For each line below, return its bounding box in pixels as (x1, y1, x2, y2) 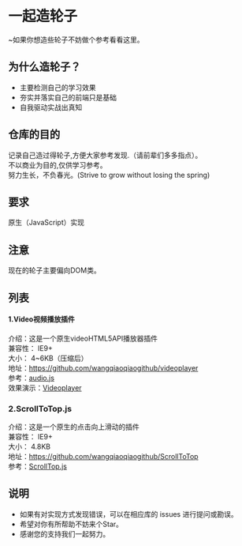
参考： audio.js (8, 373, 55, 382)
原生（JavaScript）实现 (8, 218, 85, 228)
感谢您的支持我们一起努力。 (19, 529, 110, 538)
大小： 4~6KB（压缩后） (8, 353, 88, 363)
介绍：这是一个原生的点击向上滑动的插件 (8, 422, 140, 431)
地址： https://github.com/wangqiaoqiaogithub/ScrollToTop (8, 452, 199, 461)
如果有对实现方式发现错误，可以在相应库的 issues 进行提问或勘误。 (19, 509, 238, 518)
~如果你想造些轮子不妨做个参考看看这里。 (8, 35, 144, 44)
